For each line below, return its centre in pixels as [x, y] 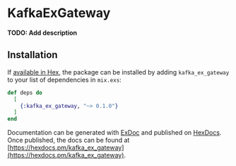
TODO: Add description [42, 33]
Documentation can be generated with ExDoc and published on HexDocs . [114, 133]
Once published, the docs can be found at [69, 140]
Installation [33, 55]
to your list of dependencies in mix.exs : [64, 79]
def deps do [25, 93]
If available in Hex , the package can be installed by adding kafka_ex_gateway [118, 72]
